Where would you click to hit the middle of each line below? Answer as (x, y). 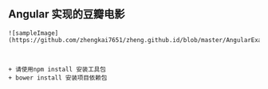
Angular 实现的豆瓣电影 (67, 14)
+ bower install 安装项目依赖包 (58, 78)
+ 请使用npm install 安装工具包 (57, 69)
